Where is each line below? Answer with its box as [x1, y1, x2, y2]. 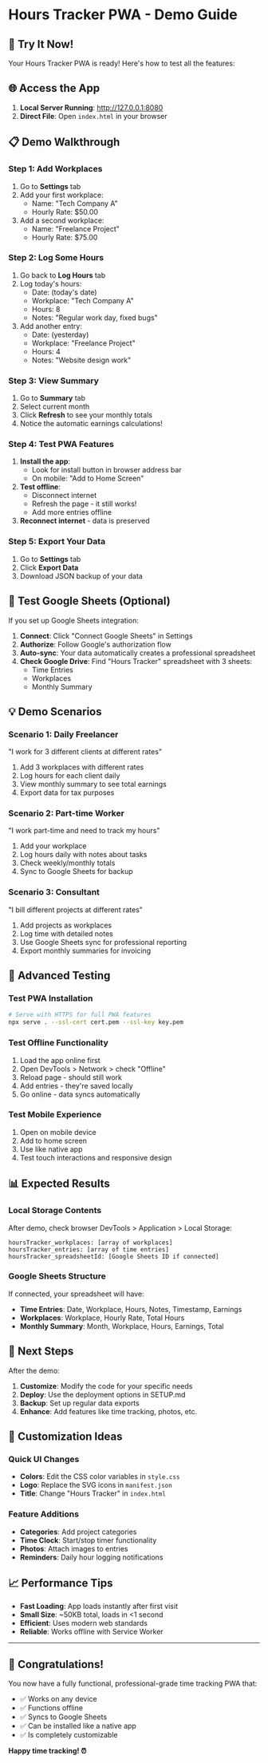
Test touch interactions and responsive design [19, 1152, 172, 1162]
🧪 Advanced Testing [8, 969, 111, 982]
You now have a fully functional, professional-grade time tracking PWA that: [8, 1678, 258, 1689]
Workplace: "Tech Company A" [31, 295, 134, 305]
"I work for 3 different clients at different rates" [8, 747, 162, 757]
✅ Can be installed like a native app [19, 1721, 137, 1731]
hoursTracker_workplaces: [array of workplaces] [8, 1239, 173, 1247]
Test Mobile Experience [8, 1109, 102, 1121]
